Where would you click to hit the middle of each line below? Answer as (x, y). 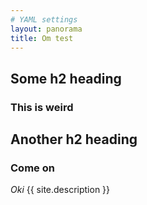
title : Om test (42, 38)
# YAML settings (44, 19)
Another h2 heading (74, 139)
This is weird (42, 107)
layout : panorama (46, 29)
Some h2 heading (66, 78)
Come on (32, 168)
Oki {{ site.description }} (60, 190)
